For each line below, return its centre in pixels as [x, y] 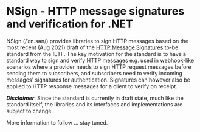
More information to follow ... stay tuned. [57, 122]
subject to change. [30, 111]
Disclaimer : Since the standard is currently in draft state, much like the [95, 98]
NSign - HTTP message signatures [95, 11]
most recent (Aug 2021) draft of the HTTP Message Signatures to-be [92, 47]
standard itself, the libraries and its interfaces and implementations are [95, 104]
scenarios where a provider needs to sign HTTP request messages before [99, 67]
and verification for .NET [70, 24]
